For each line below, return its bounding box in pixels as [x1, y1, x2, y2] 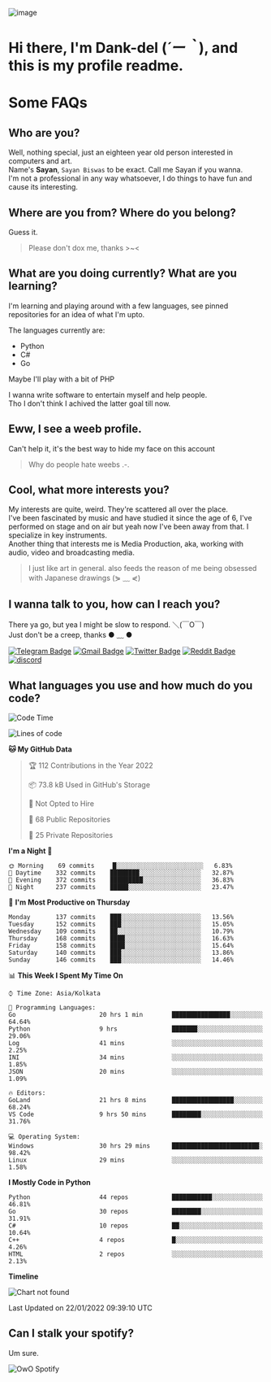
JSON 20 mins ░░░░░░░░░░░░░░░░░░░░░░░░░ [8, 1068, 264, 1076]
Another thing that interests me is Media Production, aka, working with [8, 539, 243, 549]
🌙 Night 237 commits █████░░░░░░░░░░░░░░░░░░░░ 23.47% [8, 883, 234, 892]
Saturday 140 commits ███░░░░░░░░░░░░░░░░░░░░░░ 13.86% [8, 948, 234, 957]
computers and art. [8, 156, 73, 166]
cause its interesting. [8, 182, 79, 192]
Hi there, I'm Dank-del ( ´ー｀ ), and [8, 39, 239, 57]
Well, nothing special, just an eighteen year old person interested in [8, 147, 234, 158]
